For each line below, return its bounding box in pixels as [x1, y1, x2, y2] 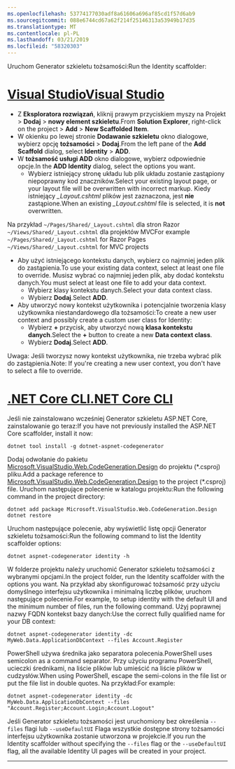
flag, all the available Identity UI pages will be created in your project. [7, 747, 206, 755]
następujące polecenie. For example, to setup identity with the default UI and [7, 594, 227, 603]
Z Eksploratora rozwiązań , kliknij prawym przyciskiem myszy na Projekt [17, 109, 226, 118]
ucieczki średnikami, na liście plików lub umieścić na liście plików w [7, 664, 202, 672]
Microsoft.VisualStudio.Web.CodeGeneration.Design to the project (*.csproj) [7, 477, 226, 486]
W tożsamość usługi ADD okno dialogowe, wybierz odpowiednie [17, 154, 206, 163]
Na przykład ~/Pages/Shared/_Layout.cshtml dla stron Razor [7, 220, 180, 229]
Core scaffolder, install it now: [7, 429, 93, 437]
